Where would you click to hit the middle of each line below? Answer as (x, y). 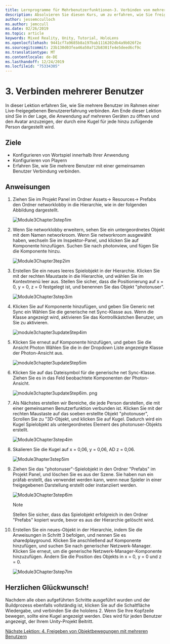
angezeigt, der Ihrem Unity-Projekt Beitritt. (49, 621)
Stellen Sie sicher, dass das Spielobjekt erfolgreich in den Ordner (80, 514)
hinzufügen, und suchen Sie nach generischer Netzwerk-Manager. (82, 546)
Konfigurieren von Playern (40, 160)
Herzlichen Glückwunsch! (47, 588)
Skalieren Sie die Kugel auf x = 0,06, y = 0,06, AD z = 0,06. (74, 449)
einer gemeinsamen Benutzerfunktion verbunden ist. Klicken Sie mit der (88, 408)
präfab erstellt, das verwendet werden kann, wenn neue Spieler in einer (87, 480)
